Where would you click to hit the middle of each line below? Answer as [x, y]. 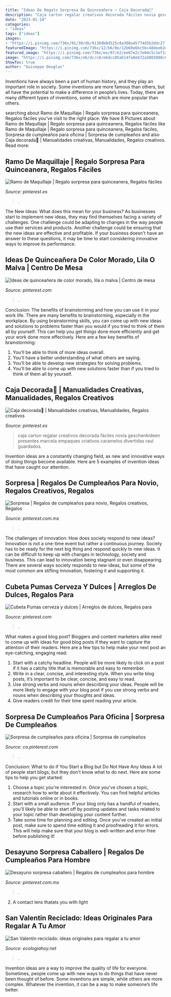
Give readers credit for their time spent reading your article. [75, 701]
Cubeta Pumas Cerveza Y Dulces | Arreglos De [81, 587]
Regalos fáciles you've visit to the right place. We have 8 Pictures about [80, 118]
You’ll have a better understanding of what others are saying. [77, 357]
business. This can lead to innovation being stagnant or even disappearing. [84, 560]
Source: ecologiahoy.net [31, 948]
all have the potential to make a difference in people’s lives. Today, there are [85, 92]
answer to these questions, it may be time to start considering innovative [81, 238]
